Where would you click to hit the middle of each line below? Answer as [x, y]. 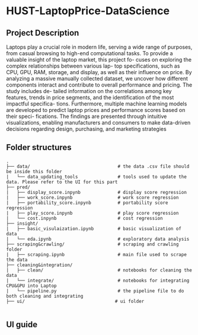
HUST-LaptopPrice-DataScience [88, 11]
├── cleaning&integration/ [39, 265]
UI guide [22, 325]
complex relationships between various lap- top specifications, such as [93, 66]
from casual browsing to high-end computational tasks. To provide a [90, 53]
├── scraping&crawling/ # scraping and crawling [92, 244]
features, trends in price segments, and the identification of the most [90, 97]
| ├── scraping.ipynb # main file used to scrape [96, 254]
